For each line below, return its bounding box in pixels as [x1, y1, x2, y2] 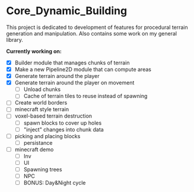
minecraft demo [14, 146, 54, 153]
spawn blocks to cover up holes [23, 119, 102, 126]
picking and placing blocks [14, 132, 81, 139]
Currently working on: [6, 47, 62, 54]
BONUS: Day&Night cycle [23, 179, 86, 187]
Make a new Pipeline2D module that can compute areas [14, 66, 151, 73]
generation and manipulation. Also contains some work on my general [6, 30, 177, 37]
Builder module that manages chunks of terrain [14, 59, 130, 66]
